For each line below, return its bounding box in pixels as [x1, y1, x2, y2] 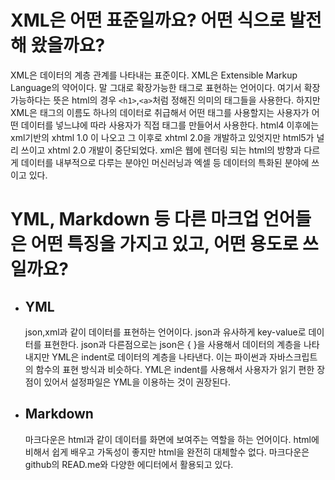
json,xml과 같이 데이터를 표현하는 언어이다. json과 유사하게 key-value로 [24, 326, 307, 338]
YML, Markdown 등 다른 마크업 [10, 208, 260, 231]
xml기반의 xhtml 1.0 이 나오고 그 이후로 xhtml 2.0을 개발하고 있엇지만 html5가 [10, 131, 315, 143]
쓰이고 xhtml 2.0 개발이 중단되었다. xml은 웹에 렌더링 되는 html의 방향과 [20, 144, 302, 156]
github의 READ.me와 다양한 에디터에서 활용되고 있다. [24, 458, 234, 470]
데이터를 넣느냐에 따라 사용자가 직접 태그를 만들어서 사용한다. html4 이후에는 [20, 119, 320, 131]
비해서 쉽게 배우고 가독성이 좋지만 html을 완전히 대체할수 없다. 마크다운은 [24, 446, 310, 458]
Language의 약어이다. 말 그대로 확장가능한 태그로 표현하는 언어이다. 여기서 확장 [10, 81, 321, 93]
